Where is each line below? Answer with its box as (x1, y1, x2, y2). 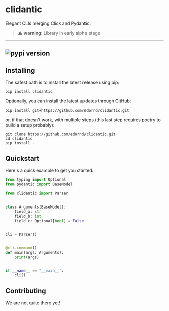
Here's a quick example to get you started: (5, 167, 94, 173)
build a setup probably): (5, 122, 55, 128)
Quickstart (5, 154, 40, 163)
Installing (5, 66, 35, 75)
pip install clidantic (5, 89, 53, 94)
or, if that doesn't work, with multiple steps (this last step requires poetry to (5, 117, 161, 123)
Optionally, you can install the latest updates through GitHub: (5, 98, 131, 104)
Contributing (5, 286, 46, 295)
